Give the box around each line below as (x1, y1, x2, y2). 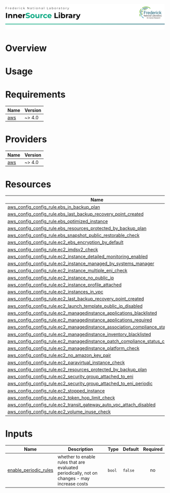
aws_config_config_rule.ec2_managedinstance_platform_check (7, 345, 140, 351)
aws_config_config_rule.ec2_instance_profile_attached (7, 281, 122, 288)
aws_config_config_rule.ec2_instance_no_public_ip (7, 275, 114, 281)
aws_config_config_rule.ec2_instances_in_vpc (7, 289, 104, 295)
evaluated (57, 464, 78, 471)
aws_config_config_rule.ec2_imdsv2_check (7, 246, 99, 252)
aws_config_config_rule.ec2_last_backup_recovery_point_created (7, 296, 144, 302)
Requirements (5, 89, 66, 101)
